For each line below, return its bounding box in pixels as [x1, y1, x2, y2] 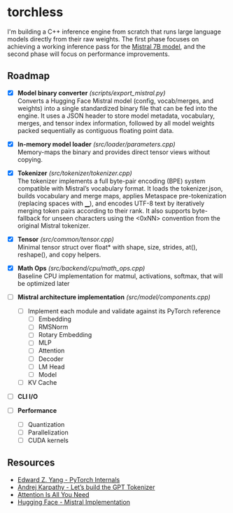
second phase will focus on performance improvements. [7, 50, 170, 58]
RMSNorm [38, 323, 69, 331]
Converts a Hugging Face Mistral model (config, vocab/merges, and [17, 96, 214, 105]
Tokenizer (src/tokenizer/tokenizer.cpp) [17, 169, 133, 177]
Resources [7, 457, 55, 469]
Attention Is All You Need [17, 490, 90, 498]
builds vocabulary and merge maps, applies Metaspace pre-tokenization [17, 191, 227, 200]
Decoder [38, 355, 64, 363]
